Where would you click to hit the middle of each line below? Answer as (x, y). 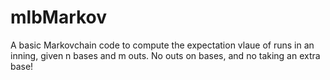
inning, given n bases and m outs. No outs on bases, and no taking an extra (165, 55)
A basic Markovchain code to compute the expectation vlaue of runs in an (162, 45)
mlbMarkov (59, 17)
